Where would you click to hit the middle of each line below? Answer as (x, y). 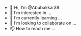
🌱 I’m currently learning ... (36, 18)
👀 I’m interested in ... (30, 13)
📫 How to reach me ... (32, 28)
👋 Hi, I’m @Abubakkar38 (35, 8)
